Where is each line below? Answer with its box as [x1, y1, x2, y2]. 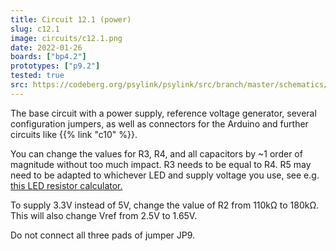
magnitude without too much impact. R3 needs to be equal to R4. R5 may [10, 158, 312, 170]
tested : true [10, 71, 65, 81]
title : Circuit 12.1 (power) [10, 14, 132, 25]
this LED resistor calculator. [10, 179, 123, 191]
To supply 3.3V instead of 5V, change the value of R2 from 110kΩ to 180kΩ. [10, 199, 320, 211]
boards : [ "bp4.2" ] [10, 52, 87, 62]
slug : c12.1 [10, 24, 60, 34]
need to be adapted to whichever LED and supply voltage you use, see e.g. [10, 169, 320, 181]
